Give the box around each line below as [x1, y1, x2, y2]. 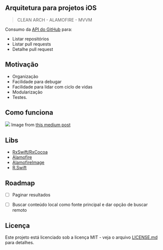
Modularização [12, 89, 43, 95]
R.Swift [12, 165, 27, 171]
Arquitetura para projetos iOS [5, 4, 97, 12]
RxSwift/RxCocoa [12, 149, 48, 155]
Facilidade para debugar [12, 78, 62, 85]
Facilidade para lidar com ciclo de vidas [12, 84, 93, 90]
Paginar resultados [12, 192, 51, 198]
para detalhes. [5, 240, 34, 245]
